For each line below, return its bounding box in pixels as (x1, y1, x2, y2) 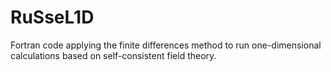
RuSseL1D (10, 6, 95, 29)
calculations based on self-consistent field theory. (10, 49, 217, 61)
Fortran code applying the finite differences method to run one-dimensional (10, 39, 322, 51)
